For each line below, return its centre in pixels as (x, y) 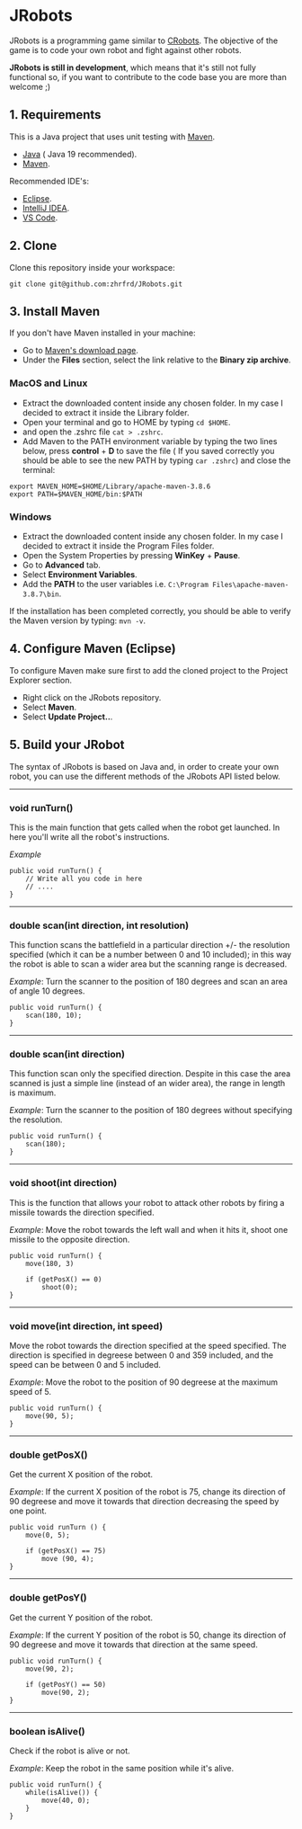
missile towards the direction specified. (82, 1212)
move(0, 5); (48, 1535)
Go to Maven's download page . (80, 351)
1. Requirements (55, 115)
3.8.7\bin (41, 594)
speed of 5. (31, 1392)
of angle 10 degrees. (47, 991)
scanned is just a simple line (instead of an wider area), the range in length (147, 1084)
